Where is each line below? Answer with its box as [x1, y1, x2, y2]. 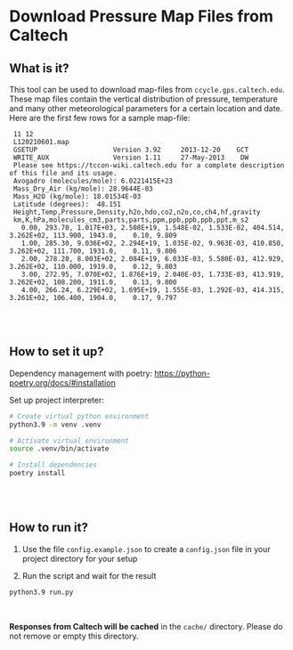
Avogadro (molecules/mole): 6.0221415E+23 [12, 176, 174, 185]
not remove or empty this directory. [9, 630, 140, 641]
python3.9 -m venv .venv [9, 420, 102, 429]
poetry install [9, 469, 66, 478]
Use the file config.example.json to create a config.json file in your [21, 543, 271, 554]
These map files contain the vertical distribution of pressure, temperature [9, 93, 278, 104]
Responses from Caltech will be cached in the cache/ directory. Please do [9, 621, 283, 631]
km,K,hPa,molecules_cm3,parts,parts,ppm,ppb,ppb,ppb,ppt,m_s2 [12, 215, 249, 224]
